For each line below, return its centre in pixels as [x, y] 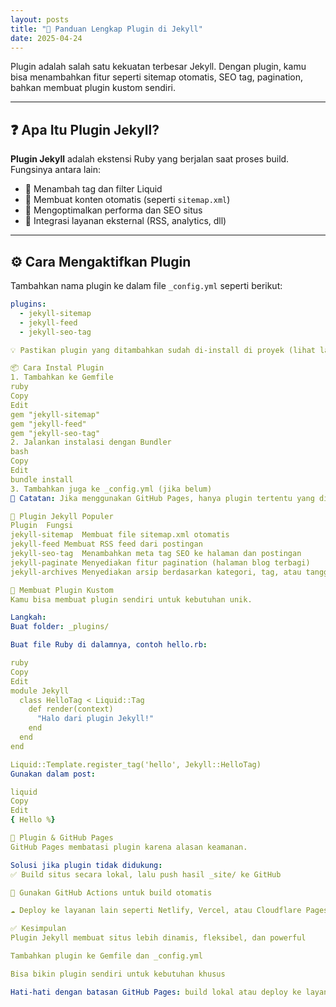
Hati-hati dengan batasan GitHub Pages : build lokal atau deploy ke [156, 992]
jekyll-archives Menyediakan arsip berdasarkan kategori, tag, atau [156, 572]
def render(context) [71, 709]
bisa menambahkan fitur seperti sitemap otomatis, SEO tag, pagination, [157, 77]
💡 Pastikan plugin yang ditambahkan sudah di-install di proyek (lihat [163, 350]
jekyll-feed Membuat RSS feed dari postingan [106, 544]
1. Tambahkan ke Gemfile [62, 377]
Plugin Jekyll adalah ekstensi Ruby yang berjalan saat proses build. [150, 159]
